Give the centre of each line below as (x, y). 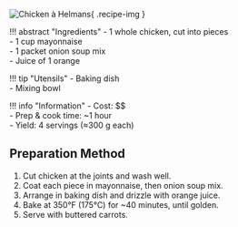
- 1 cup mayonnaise (46, 41)
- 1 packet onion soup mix (58, 51)
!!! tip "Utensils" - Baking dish (64, 78)
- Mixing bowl (35, 88)
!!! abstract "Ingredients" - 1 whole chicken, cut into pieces (119, 31)
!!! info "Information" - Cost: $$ (68, 106)
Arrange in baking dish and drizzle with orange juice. (121, 195)
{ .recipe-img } (118, 14)
